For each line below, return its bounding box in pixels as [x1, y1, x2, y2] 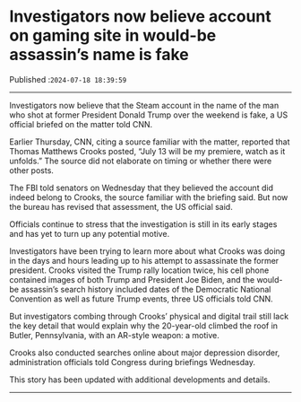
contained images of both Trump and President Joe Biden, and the [9, 274, 255, 284]
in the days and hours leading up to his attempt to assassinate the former [9, 255, 279, 266]
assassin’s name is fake [9, 45, 190, 65]
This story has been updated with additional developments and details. [9, 374, 271, 385]
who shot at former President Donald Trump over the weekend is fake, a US [9, 109, 288, 120]
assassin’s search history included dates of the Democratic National [21, 284, 271, 294]
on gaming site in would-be [9, 25, 217, 46]
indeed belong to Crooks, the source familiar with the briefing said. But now [9, 191, 288, 203]
